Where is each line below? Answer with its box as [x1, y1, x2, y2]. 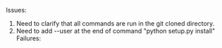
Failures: [16, 34, 42, 42]
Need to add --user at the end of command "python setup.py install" [16, 27, 216, 35]
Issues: [6, 6, 27, 14]
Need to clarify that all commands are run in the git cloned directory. [16, 19, 215, 27]
